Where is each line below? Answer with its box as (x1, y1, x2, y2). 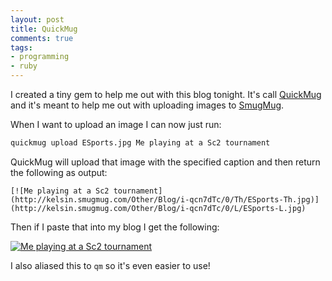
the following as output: (10, 166, 108, 178)
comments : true (10, 33, 74, 43)
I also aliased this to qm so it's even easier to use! (10, 259, 211, 271)
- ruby (10, 61, 38, 71)
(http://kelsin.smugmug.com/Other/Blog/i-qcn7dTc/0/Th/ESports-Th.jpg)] (10, 194, 320, 205)
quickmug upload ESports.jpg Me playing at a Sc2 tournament (10, 138, 271, 148)
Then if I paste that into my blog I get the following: (10, 221, 220, 233)
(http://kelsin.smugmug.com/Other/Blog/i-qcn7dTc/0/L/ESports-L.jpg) (10, 203, 307, 213)
